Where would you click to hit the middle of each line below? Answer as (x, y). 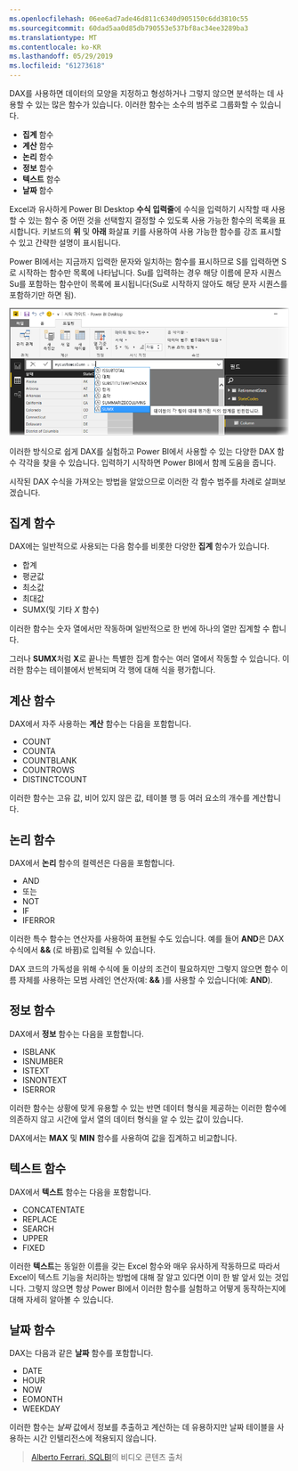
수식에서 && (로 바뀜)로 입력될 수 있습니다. (82, 950)
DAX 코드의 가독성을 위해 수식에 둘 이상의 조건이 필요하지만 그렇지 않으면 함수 (144, 968)
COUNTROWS (48, 770)
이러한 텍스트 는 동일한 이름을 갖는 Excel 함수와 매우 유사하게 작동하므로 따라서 (145, 1266)
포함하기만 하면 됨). (43, 295)
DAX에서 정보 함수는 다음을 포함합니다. (77, 1034)
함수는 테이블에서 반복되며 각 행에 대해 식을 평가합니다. (121, 670)
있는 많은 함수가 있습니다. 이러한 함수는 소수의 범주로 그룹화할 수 (146, 104)
